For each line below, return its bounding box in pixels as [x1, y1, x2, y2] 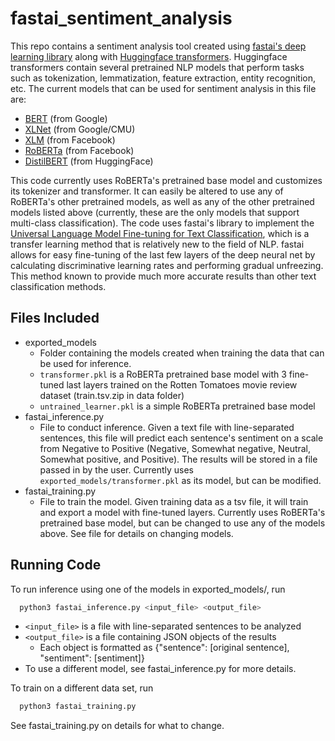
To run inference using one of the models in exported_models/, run [10, 583, 286, 595]
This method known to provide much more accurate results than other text [10, 270, 317, 282]
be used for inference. [39, 357, 132, 369]
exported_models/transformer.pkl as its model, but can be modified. [39, 474, 322, 486]
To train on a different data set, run [10, 682, 154, 694]
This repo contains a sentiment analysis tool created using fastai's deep [10, 40, 307, 52]
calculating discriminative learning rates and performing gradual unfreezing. [10, 259, 324, 271]
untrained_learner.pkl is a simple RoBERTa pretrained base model [39, 400, 316, 412]
